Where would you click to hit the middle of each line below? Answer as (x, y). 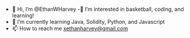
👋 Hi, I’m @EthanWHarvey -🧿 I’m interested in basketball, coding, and (98, 9)
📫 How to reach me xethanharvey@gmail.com (70, 28)
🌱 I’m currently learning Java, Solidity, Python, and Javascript (88, 22)
